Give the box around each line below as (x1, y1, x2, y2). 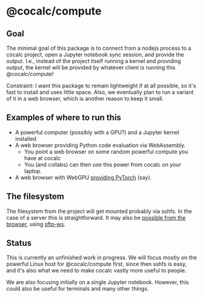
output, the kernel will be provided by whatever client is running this (6, 64, 176, 71)
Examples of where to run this (6, 112, 121, 123)
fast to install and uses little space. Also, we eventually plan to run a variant (6, 89, 194, 95)
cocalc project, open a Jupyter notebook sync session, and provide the (6, 51, 184, 58)
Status (6, 238, 32, 248)
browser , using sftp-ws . (6, 220, 65, 228)
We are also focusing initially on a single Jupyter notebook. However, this (6, 279, 189, 286)
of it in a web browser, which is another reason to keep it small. (6, 95, 164, 102)
